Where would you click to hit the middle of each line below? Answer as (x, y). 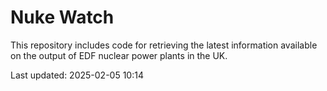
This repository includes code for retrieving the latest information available (164, 45)
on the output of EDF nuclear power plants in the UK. (119, 55)
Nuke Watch (62, 17)
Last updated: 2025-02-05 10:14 (77, 75)
